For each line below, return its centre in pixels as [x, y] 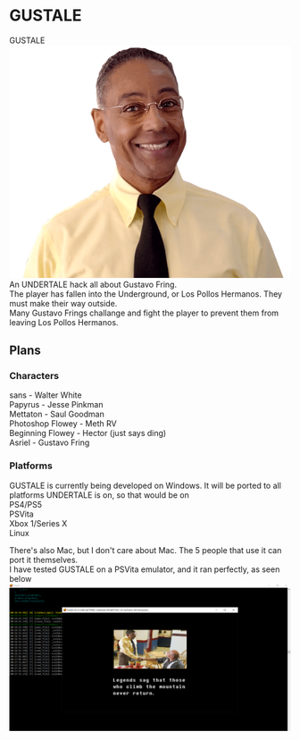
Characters [34, 375]
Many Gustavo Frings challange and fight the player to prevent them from [144, 313]
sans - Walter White [46, 395]
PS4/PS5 [26, 504]
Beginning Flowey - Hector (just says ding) [88, 433]
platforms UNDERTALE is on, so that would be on [100, 495]
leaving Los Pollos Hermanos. [64, 322]
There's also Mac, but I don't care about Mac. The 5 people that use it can [146, 550]
